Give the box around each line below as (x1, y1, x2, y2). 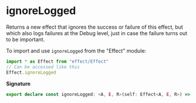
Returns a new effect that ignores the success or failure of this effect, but (6, 23, 183, 30)
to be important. (6, 36, 45, 43)
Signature (6, 80, 31, 87)
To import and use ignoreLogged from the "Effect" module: (6, 47, 147, 54)
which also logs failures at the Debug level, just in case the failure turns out (6, 29, 188, 36)
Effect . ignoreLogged (6, 69, 57, 75)
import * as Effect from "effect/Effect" (6, 59, 109, 64)
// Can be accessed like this (6, 64, 80, 70)
